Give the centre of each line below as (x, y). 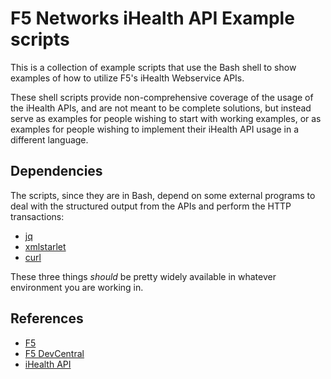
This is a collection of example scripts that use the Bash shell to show (153, 67)
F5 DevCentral (54, 353)
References (47, 318)
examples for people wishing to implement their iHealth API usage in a (155, 129)
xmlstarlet (45, 246)
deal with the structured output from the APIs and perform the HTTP (151, 206)
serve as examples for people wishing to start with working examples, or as (166, 118)
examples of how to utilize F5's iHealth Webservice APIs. (127, 78)
